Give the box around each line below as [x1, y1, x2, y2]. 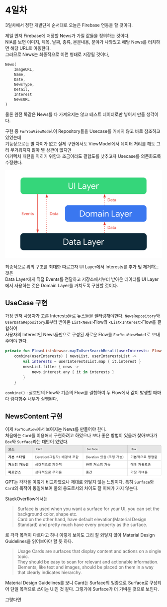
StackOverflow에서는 [5, 496, 48, 502]
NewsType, [14, 82, 35, 87]
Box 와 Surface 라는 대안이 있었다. [5, 439, 69, 445]
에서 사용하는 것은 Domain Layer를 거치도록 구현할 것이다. [5, 283, 118, 289]
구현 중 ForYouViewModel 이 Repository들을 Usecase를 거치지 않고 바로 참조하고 [5, 128, 161, 134]
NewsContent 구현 [5, 412, 63, 420]
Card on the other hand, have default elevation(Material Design [17, 516, 147, 522]
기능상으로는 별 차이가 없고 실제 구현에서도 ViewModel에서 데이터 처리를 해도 [5, 140, 156, 146]
